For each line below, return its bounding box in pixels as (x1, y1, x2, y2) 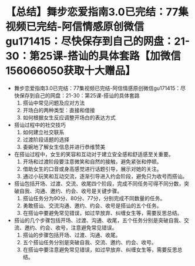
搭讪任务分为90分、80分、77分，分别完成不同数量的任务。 (22, 194, 166, 201)
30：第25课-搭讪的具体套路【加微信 (5, 49, 181, 63)
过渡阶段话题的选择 (22, 136, 70, 143)
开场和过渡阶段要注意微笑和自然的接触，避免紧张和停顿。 (22, 158, 162, 165)
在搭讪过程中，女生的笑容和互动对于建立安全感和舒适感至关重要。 (14, 150, 174, 157)
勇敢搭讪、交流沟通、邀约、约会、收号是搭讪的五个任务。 (22, 202, 162, 209)
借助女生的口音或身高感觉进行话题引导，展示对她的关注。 (22, 165, 162, 172)
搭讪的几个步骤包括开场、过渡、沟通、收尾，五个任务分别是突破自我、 (14, 217, 184, 224)
